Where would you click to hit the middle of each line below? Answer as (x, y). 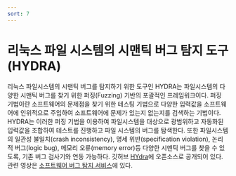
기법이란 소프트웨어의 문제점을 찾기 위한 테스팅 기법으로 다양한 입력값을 (105, 104)
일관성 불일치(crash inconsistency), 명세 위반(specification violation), (112, 139)
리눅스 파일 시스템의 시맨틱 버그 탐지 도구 (118, 50)
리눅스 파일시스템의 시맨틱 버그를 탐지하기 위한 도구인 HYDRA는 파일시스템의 (113, 86)
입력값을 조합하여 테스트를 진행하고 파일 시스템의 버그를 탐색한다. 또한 (103, 130)
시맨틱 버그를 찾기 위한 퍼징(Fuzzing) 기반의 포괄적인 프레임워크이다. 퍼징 (121, 95)
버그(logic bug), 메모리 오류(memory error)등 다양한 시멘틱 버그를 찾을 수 (116, 147)
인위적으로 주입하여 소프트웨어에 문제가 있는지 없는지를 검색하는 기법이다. (120, 112)
